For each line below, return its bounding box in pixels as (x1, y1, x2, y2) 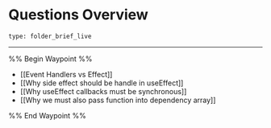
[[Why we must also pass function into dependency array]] (19, 95, 216, 105)
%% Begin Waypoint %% (8, 54, 93, 64)
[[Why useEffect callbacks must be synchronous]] (19, 86, 187, 96)
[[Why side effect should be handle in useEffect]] (19, 78, 184, 88)
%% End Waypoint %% (8, 110, 86, 120)
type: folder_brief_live (8, 32, 92, 40)
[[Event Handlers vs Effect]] (19, 69, 113, 79)
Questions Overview (8, 6, 149, 24)
